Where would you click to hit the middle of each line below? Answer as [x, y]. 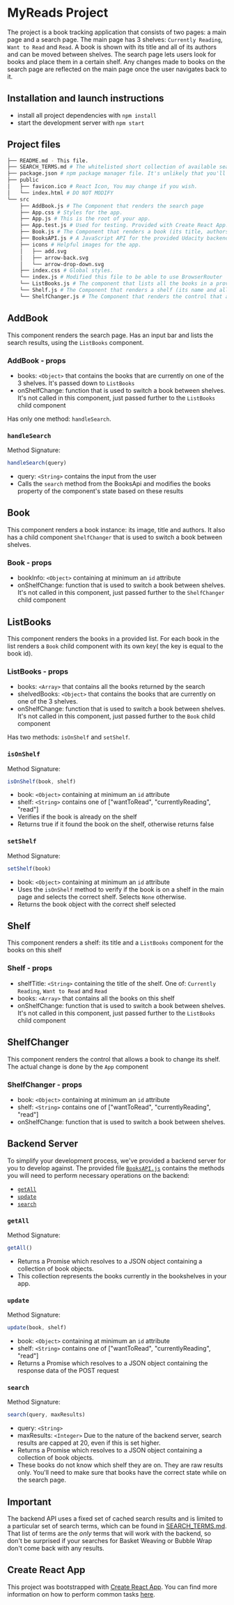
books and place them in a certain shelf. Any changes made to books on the [116, 61]
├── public [23, 180]
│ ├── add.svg [44, 251]
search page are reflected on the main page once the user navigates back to [117, 69]
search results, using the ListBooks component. [76, 342]
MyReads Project [58, 13]
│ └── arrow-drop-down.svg [62, 264]
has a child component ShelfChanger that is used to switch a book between [115, 537]
